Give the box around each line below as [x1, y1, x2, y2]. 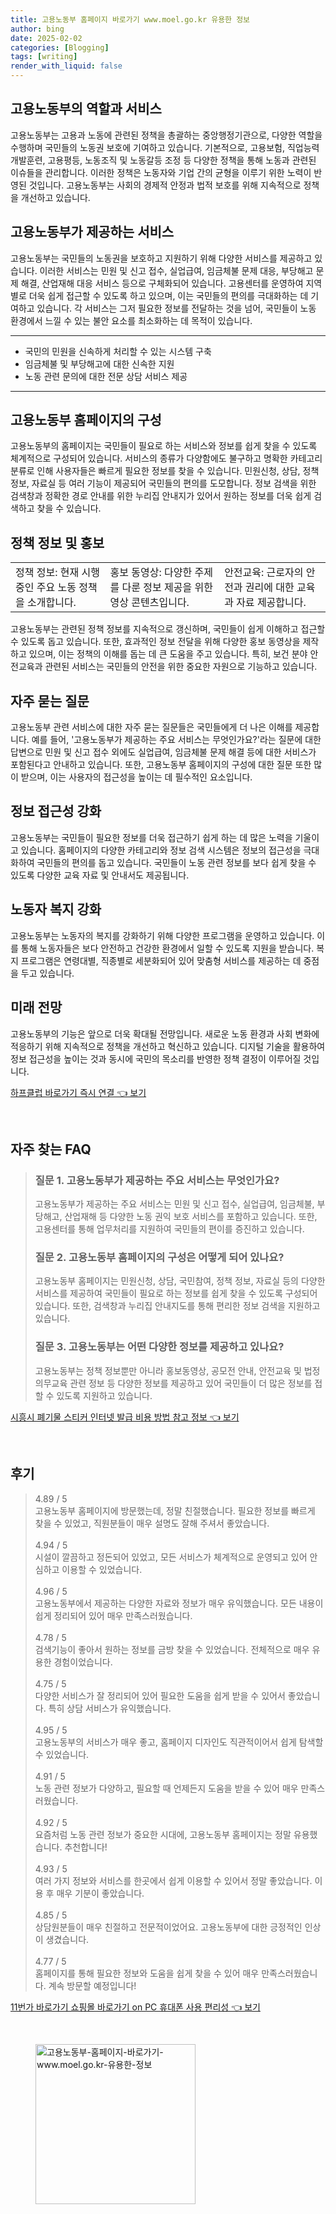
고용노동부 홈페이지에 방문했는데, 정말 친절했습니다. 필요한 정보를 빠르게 [34, 1504, 316, 1516]
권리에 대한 [244, 581, 295, 595]
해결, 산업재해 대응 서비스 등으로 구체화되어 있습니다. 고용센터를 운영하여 [20, 277, 304, 289]
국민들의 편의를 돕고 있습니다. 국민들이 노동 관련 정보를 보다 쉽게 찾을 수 [36, 856, 317, 868]
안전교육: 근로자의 [224, 566, 304, 580]
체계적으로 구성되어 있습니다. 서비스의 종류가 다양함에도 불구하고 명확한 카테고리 [10, 452, 323, 465]
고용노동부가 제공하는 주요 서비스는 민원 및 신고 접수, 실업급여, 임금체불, [34, 1198, 315, 1210]
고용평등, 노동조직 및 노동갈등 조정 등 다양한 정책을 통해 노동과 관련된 [47, 154, 317, 166]
